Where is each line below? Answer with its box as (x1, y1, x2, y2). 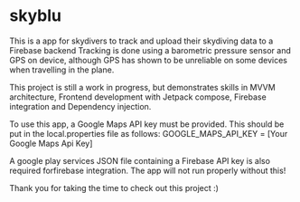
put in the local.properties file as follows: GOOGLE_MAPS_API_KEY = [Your (9, 128, 288, 139)
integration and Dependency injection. (9, 101, 152, 111)
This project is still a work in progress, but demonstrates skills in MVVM (9, 82, 276, 92)
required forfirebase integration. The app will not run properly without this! (9, 165, 286, 176)
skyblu (9, 5, 61, 26)
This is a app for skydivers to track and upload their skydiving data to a (9, 35, 274, 46)
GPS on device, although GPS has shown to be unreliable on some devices (9, 54, 287, 65)
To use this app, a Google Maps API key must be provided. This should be (9, 119, 285, 130)
